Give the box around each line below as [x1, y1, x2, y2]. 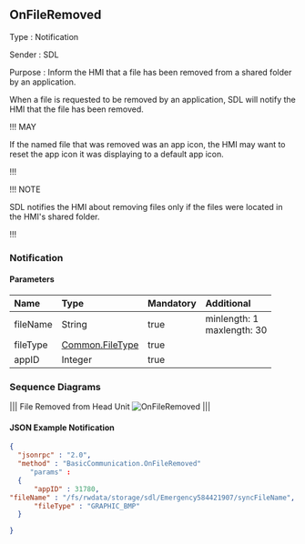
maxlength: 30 [205, 323, 268, 336]
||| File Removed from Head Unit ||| [9, 401, 211, 412]
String [61, 317, 88, 330]
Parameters [9, 274, 55, 285]
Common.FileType [61, 338, 139, 351]
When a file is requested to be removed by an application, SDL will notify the [9, 94, 296, 105]
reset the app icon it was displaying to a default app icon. [9, 148, 225, 159]
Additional [205, 297, 251, 309]
